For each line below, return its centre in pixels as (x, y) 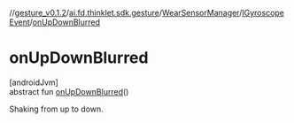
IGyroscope (263, 13)
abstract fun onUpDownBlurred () (69, 91)
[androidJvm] (34, 82)
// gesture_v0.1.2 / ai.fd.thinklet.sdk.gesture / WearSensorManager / (126, 13)
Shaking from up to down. (56, 109)
